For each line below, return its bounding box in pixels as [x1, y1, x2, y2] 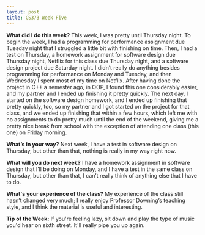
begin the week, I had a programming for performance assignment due [6, 38, 185, 45]
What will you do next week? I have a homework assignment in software [6, 159, 190, 166]
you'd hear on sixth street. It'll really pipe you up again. [6, 221, 145, 229]
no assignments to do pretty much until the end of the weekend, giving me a [6, 115, 199, 123]
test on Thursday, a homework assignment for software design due [6, 51, 176, 58]
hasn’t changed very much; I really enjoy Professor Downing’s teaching [6, 197, 185, 204]
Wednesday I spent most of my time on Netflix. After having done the [6, 77, 181, 84]
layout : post [6, 9, 40, 15]
